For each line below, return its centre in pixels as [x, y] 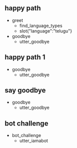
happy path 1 [25, 57]
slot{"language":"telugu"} [46, 31]
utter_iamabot [34, 141]
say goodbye [25, 90]
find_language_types [41, 25]
